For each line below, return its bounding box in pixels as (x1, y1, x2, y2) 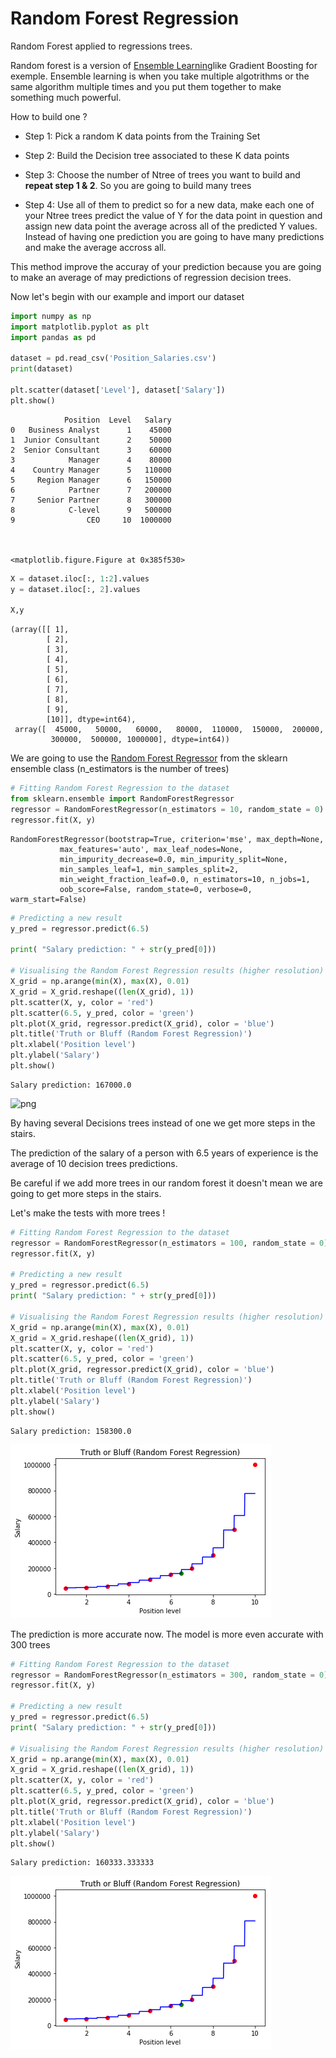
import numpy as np (10, 311, 92, 321)
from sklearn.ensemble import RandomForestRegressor (10, 794, 235, 804)
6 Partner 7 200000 (10, 485, 172, 495)
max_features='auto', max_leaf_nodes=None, (59, 844, 244, 854)
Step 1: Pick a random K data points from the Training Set (24, 130, 261, 142)
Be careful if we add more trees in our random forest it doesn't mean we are (10, 1177, 323, 1189)
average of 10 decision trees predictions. (10, 1157, 178, 1169)
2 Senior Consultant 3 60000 (10, 445, 172, 455)
